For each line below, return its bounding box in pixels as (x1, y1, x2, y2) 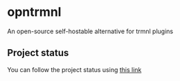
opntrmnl (7, 4, 62, 20)
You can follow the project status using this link (7, 65, 142, 73)
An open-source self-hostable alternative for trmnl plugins (7, 27, 174, 35)
